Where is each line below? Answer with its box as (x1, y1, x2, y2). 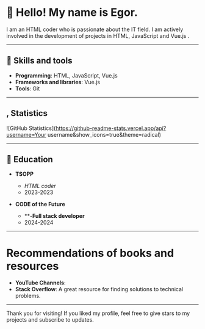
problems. (15, 292, 41, 300)
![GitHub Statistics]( (6, 125, 56, 132)
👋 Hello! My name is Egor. (6, 5, 138, 20)
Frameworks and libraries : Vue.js (15, 78, 101, 85)
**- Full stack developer (24, 212, 85, 220)
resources (6, 259, 59, 273)
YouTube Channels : (15, 279, 66, 286)
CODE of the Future (15, 201, 65, 208)
